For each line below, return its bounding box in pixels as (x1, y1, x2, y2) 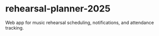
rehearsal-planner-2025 (5, 3, 111, 14)
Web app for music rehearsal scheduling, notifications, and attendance (5, 19, 154, 25)
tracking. (5, 24, 24, 30)
